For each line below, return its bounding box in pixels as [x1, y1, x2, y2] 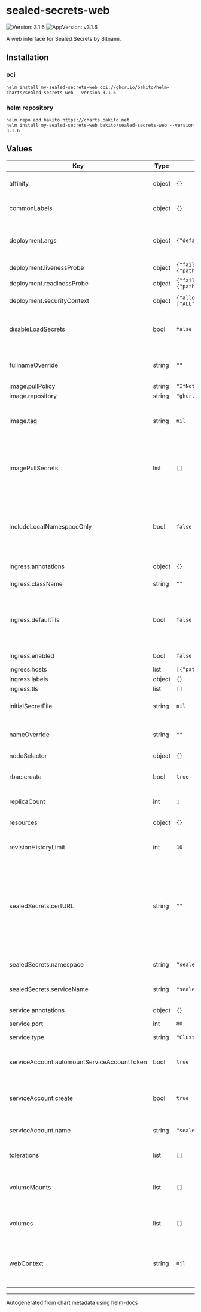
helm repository [6, 103, 54, 112]
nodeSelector [9, 752, 47, 760]
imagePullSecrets [9, 464, 59, 472]
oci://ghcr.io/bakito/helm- [99, 84, 170, 90]
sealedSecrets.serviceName [9, 985, 89, 993]
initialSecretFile [9, 702, 53, 710]
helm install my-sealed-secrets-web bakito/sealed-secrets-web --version [6, 122, 194, 128]
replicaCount [9, 797, 46, 806]
